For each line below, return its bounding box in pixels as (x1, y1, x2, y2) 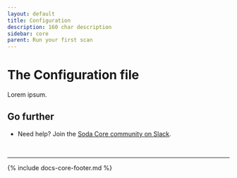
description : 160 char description (7, 23, 112, 30)
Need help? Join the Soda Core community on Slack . (17, 129, 171, 138)
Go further (7, 111, 54, 123)
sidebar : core (7, 30, 49, 37)
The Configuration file (7, 67, 140, 83)
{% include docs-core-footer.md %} (7, 163, 113, 172)
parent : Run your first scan (7, 37, 93, 44)
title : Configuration (7, 17, 71, 24)
